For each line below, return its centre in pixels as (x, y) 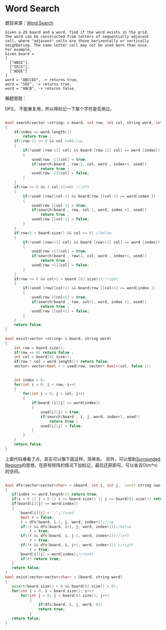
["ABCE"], (20, 62)
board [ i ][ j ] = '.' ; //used (47, 513)
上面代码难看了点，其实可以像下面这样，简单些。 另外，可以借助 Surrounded (83, 459)
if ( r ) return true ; (41, 559)
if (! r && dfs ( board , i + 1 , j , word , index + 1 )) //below (76, 527)
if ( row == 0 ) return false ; (44, 352)
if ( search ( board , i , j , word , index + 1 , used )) (90, 417)
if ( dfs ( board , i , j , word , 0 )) (70, 605)
